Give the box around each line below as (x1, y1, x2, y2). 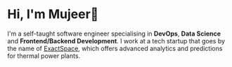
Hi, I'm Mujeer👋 (7, 6, 99, 22)
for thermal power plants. (7, 52, 81, 60)
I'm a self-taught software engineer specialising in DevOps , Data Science (7, 29, 221, 38)
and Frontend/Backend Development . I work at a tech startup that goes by (7, 36, 226, 45)
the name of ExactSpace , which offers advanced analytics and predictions (7, 44, 223, 52)
